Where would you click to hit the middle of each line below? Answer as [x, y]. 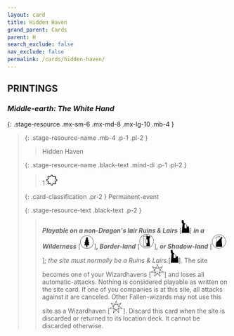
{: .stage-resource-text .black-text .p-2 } [83, 210]
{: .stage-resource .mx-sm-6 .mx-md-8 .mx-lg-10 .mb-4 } [91, 124]
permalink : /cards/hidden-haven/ [56, 60]
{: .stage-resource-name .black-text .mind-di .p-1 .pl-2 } [106, 164]
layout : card [26, 15]
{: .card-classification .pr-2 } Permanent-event [92, 196]
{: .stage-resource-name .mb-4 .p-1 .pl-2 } [86, 138]
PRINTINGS [33, 89]
